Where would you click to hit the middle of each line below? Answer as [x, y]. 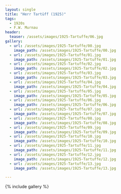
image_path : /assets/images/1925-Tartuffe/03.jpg [65, 78]
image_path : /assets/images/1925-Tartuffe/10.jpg [65, 141]
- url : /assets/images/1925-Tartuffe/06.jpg [55, 100]
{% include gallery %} [27, 187]
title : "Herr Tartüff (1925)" [36, 14]
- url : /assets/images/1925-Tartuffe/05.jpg [55, 91]
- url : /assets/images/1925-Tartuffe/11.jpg [55, 146]
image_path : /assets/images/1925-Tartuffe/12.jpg [65, 159]
